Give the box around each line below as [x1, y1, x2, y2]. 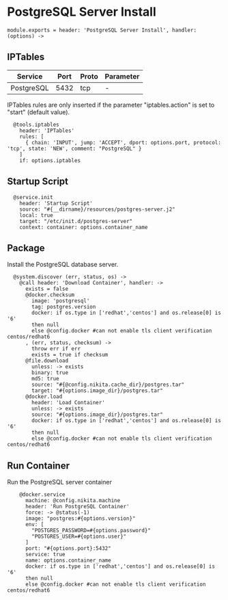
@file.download [25, 357, 69, 365]
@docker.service [19, 491, 66, 498]
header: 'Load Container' [31, 400, 106, 406]
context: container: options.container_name [19, 224, 148, 231]
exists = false [25, 285, 69, 293]
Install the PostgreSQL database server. [7, 261, 119, 269]
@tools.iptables [13, 121, 59, 128]
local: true [19, 211, 53, 219]
